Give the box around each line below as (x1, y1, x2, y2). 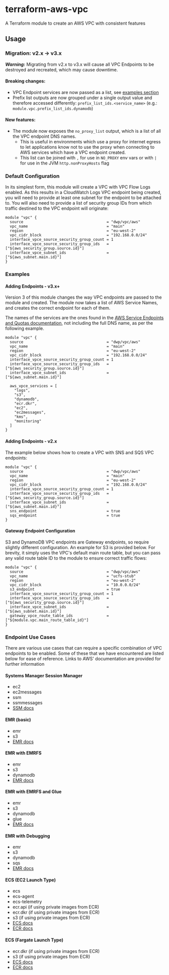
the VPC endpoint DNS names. (12, 133, 76, 139)
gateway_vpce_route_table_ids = (10, 613, 109, 618)
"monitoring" (14, 419, 42, 424)
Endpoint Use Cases (5, 634, 56, 641)
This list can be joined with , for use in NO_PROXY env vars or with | (20, 155, 157, 161)
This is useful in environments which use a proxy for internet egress (20, 139, 161, 145)
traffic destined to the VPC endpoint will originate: (5, 205, 109, 212)
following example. (5, 325, 44, 331)
